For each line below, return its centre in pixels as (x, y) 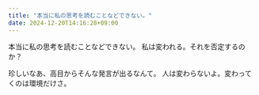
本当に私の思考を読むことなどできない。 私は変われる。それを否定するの (127, 46)
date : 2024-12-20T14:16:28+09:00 (63, 23)
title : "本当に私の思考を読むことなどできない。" (80, 15)
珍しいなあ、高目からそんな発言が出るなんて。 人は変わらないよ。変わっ (127, 73)
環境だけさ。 (50, 83)
